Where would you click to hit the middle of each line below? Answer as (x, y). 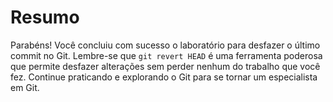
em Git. (25, 87)
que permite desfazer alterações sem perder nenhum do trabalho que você (165, 66)
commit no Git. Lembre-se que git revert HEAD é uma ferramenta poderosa (166, 55)
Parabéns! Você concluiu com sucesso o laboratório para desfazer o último (165, 45)
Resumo (45, 17)
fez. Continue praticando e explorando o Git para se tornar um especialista (164, 77)
